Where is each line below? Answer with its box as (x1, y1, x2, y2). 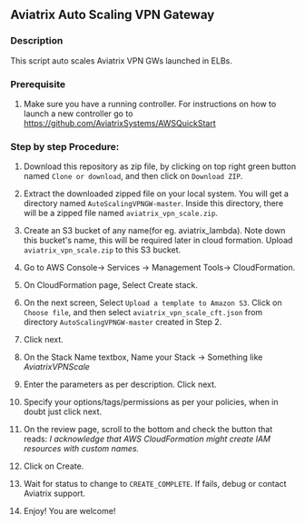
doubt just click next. (23, 406, 103, 417)
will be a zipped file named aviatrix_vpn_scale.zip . (23, 208, 219, 219)
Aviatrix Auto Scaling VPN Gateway (10, 7, 215, 23)
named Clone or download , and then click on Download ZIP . (23, 171, 243, 182)
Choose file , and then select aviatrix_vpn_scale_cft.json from (23, 307, 263, 318)
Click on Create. (23, 461, 84, 471)
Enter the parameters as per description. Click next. (23, 379, 217, 390)
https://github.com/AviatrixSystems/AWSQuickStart (23, 117, 216, 128)
